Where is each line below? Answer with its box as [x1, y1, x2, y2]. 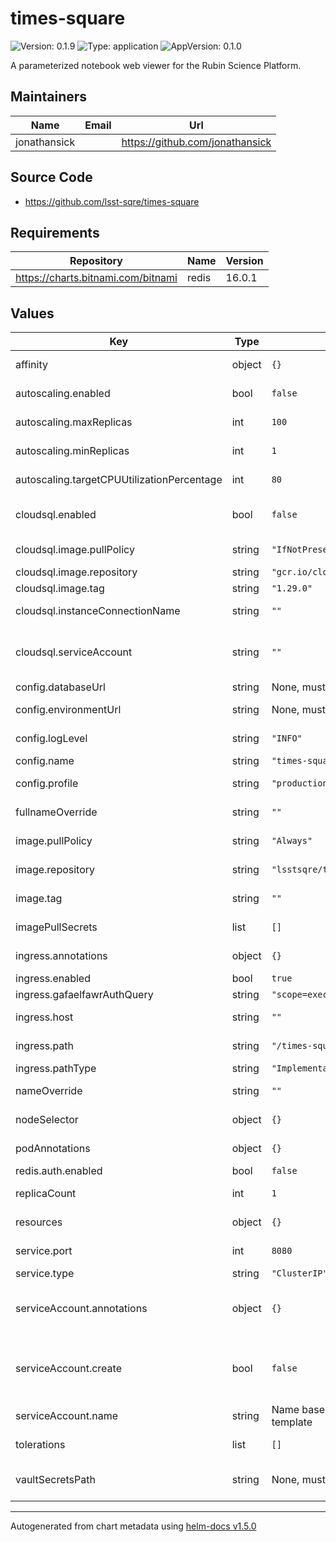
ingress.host [15, 1010, 74, 1024]
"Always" [271, 835, 313, 847]
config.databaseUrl [15, 680, 106, 694]
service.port [15, 1244, 73, 1258]
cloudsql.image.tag [15, 582, 105, 596]
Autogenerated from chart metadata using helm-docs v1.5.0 [10, 1520, 257, 1532]
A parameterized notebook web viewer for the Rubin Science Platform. [10, 59, 302, 71]
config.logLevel [15, 732, 88, 746]
